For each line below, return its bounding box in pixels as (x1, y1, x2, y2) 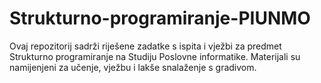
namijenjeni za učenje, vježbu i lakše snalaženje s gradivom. (9, 61, 257, 73)
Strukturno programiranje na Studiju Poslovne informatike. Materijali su (9, 50, 301, 62)
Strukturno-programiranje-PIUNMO (9, 7, 311, 30)
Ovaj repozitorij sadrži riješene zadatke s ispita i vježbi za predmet (9, 40, 282, 52)
